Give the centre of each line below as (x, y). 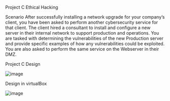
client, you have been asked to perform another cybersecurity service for (82, 22)
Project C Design (23, 64)
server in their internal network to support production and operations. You (82, 33)
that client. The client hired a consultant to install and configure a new (78, 28)
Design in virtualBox (26, 83)
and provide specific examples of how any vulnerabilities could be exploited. (85, 44)
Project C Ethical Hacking (32, 7)
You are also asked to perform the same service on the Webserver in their (82, 49)
